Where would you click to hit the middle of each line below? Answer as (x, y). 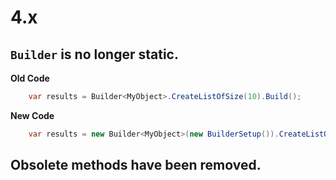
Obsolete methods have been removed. (136, 165)
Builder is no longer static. (94, 54)
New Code (32, 115)
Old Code (30, 78)
